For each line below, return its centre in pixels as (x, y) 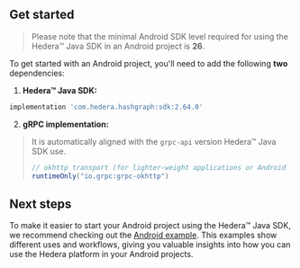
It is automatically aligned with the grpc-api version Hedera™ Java (154, 141)
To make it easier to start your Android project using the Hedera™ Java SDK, (150, 226)
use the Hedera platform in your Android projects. (101, 255)
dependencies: (37, 73)
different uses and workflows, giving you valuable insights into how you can (150, 245)
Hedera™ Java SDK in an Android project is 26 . (118, 46)
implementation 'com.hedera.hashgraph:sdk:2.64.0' (106, 107)
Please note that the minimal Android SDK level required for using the (159, 36)
